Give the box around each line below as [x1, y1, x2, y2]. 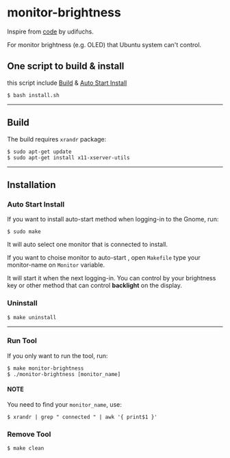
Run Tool [7, 336, 38, 346]
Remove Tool [7, 429, 51, 439]
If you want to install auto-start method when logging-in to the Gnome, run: [7, 215, 219, 224]
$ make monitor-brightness [7, 364, 84, 372]
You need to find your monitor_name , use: [7, 401, 122, 409]
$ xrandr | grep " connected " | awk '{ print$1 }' [7, 414, 157, 421]
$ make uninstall [7, 314, 57, 321]
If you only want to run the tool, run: [7, 351, 108, 360]
